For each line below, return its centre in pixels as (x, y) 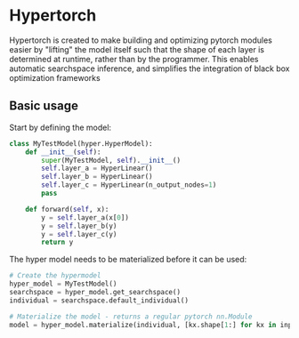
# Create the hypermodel (55, 276)
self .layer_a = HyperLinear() (97, 169)
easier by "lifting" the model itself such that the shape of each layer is (137, 49)
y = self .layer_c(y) (79, 234)
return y (57, 242)
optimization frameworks (55, 77)
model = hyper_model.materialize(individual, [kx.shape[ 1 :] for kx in (143, 325)
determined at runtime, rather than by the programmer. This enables (134, 59)
